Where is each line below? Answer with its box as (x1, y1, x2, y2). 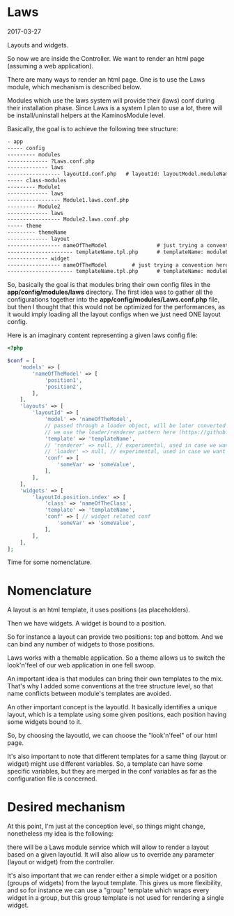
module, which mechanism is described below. (7, 82, 141, 91)
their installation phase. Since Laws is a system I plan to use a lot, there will (7, 103, 223, 112)
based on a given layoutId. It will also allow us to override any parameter (7, 850, 214, 859)
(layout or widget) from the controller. (7, 858, 115, 866)
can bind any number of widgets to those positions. (7, 640, 155, 649)
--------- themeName (7, 229, 68, 236)
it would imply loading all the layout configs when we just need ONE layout (7, 310, 221, 318)
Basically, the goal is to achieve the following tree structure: (7, 124, 178, 133)
